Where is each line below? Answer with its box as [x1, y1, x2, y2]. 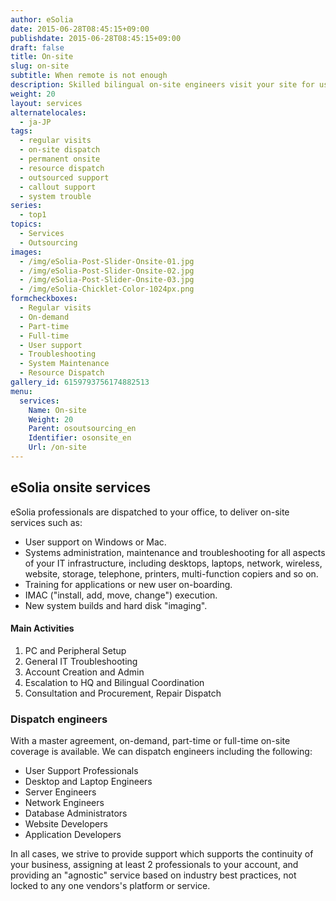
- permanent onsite [19, 154, 101, 164]
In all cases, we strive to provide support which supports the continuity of [10, 848, 314, 860]
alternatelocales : [10, 107, 87, 118]
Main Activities [10, 622, 75, 635]
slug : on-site [10, 61, 70, 71]
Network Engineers [24, 797, 105, 809]
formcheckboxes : [10, 294, 78, 304]
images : [10, 247, 43, 257]
